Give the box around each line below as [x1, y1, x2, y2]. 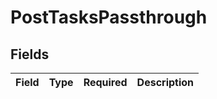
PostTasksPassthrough [10, 6, 208, 29]
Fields [10, 46, 50, 63]
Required [83, 76, 128, 89]
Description [136, 76, 195, 89]
